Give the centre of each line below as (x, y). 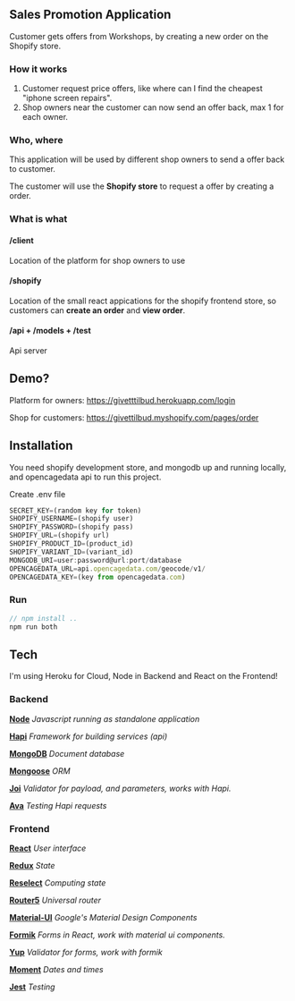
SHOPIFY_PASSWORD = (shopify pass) (72, 527)
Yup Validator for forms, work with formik (86, 952)
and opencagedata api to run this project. (85, 477)
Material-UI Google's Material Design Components (103, 917)
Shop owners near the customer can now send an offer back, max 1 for (153, 107)
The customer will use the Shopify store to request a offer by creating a (142, 186)
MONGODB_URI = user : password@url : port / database (95, 560)
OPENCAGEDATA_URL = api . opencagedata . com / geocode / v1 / (107, 568)
